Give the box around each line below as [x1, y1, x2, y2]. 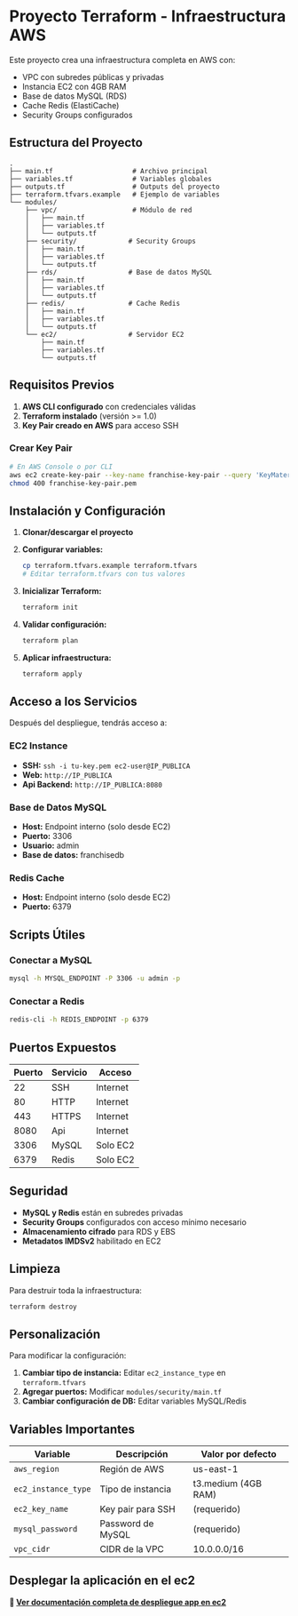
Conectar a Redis [9, 995, 85, 1007]
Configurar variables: [21, 544, 104, 555]
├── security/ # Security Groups [25, 236, 197, 245]
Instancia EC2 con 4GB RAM [21, 81, 127, 92]
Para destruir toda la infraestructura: [9, 1284, 142, 1295]
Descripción [115, 1448, 169, 1460]
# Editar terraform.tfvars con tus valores [21, 570, 186, 579]
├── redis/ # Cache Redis [25, 299, 180, 308]
